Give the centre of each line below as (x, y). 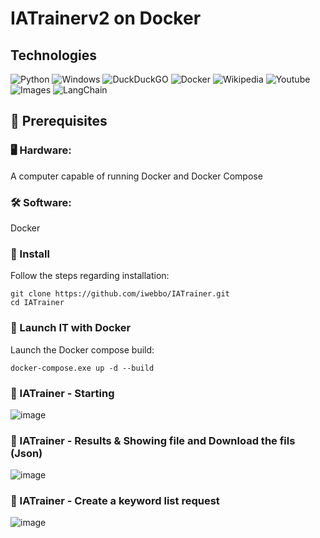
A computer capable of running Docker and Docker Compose (136, 176)
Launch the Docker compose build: (82, 349)
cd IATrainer (37, 303)
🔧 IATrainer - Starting (62, 393)
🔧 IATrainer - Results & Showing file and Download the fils (153, 440)
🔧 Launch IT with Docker (71, 328)
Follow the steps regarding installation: (90, 276)
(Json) (26, 453)
